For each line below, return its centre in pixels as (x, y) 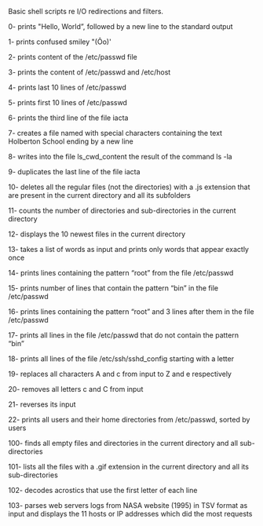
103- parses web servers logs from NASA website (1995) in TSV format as (128, 505)
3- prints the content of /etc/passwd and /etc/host (89, 72)
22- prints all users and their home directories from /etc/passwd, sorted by (129, 420)
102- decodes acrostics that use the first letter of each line (103, 490)
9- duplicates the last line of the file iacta (74, 172)
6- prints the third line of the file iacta (68, 118)
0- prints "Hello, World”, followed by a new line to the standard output (121, 26)
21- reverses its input (42, 404)
